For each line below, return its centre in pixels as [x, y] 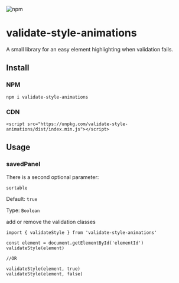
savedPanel [23, 164]
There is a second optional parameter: [53, 177]
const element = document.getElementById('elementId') [75, 243]
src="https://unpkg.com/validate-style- [78, 124]
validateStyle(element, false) [45, 274]
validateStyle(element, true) [43, 269]
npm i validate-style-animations [47, 97]
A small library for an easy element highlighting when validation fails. [89, 49]
